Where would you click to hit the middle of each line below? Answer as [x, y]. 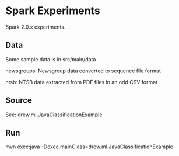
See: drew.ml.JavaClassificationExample [54, 115]
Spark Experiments [53, 11]
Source [19, 100]
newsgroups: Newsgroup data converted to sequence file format [83, 71]
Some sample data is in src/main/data [51, 59]
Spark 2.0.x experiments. [36, 27]
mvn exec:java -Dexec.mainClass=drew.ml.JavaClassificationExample [89, 147]
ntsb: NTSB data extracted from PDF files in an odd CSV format [82, 82]
